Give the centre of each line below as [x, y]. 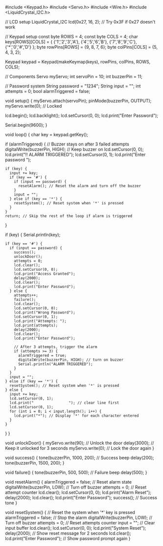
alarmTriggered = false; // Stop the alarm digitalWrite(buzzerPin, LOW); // [79, 517]
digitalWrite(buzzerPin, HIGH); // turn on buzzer [71, 360]
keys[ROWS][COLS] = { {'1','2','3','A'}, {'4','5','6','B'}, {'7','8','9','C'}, [71, 42]
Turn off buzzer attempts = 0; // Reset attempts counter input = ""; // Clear [80, 523]
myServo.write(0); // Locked [34, 106]
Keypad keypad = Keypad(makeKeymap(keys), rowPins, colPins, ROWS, [78, 62]
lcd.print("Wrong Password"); [45, 313]
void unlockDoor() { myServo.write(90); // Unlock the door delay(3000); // [80, 443]
